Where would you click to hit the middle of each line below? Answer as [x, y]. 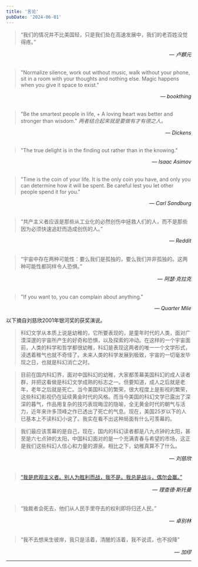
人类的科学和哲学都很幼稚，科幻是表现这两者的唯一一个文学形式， [111, 347]
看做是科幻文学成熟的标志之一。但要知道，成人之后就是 [113, 382]
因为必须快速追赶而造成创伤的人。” [61, 229]
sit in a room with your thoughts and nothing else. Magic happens [100, 78]
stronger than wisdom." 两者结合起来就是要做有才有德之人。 [93, 120]
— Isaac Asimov [172, 162]
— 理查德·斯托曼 [172, 489]
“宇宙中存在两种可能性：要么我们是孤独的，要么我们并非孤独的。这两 [104, 259]
